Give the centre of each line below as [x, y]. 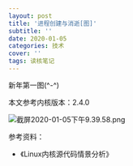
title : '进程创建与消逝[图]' [53, 23]
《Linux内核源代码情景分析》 [66, 154]
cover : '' [25, 53]
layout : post [30, 16]
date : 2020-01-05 [38, 38]
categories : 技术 [36, 46]
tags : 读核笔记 [32, 62]
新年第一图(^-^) [34, 85]
